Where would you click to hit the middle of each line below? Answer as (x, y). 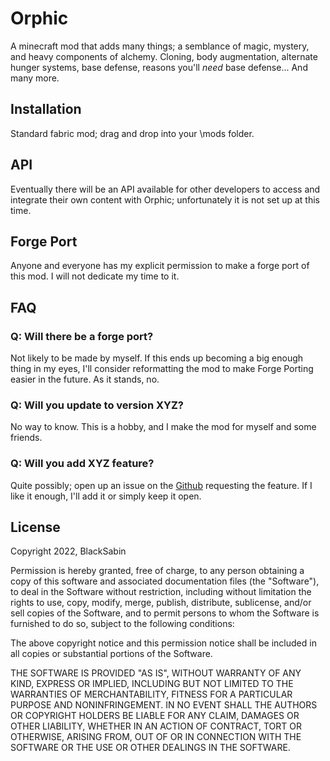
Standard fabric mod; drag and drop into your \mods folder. (132, 133)
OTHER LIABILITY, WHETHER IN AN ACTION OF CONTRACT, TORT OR (156, 726)
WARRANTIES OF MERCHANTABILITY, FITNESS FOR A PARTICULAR (151, 694)
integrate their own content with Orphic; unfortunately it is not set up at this (165, 199)
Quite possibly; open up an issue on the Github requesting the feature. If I (161, 485)
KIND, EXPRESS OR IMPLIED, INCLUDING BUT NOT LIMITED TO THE (152, 684)
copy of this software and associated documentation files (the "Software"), (165, 581)
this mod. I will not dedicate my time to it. (95, 276)
